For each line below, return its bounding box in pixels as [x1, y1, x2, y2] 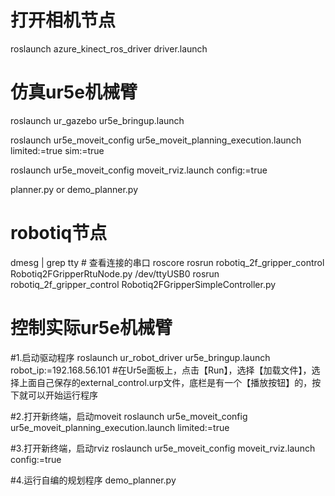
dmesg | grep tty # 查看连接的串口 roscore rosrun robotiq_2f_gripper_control [10, 256, 325, 268]
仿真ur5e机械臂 [10, 81, 138, 104]
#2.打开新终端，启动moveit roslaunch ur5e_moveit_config [10, 410, 248, 422]
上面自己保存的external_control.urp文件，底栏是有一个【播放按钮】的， [18, 376, 313, 388]
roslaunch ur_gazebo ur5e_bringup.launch [10, 114, 185, 126]
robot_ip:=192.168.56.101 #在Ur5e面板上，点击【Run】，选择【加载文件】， [10, 364, 312, 376]
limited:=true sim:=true [10, 144, 105, 156]
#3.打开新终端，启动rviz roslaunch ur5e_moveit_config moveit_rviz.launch [10, 442, 316, 454]
